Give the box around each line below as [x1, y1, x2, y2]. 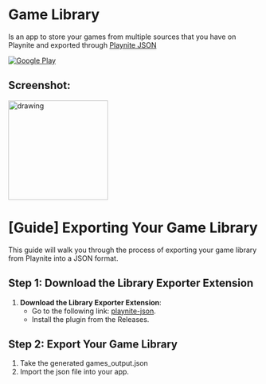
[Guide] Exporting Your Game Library [8, 219, 258, 236]
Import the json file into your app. [19, 367, 130, 377]
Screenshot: [8, 79, 71, 92]
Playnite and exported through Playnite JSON [8, 40, 157, 49]
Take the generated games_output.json [19, 359, 149, 368]
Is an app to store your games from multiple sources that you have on [8, 32, 237, 41]
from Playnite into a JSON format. [8, 253, 119, 263]
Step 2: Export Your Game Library [8, 337, 178, 351]
